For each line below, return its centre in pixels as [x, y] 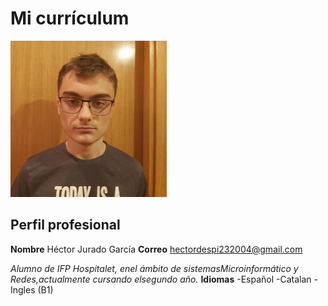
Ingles [23, 289]
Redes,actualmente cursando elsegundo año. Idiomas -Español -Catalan [161, 279]
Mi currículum [70, 18]
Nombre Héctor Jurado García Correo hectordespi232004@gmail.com [156, 249]
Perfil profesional [65, 225]
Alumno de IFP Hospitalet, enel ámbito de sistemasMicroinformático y [154, 268]
